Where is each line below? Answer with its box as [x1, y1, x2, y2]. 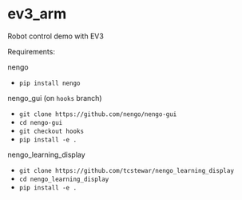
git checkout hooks [18, 127, 85, 135]
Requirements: [7, 46, 55, 56]
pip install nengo [18, 79, 81, 87]
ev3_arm [7, 5, 67, 23]
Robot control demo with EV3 [7, 31, 105, 41]
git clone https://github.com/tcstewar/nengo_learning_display [18, 166, 235, 174]
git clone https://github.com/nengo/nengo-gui [18, 110, 177, 118]
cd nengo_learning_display [18, 175, 109, 183]
